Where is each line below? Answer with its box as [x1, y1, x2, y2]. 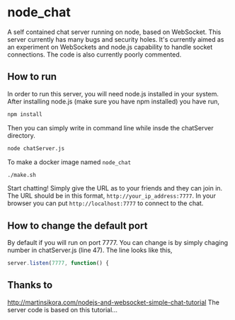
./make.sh [7, 171, 37, 178]
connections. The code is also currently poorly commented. [7, 50, 182, 59]
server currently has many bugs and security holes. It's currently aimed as [7, 35, 224, 43]
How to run [7, 71, 57, 83]
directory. [7, 131, 35, 139]
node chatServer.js [7, 144, 65, 152]
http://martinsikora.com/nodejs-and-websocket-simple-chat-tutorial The [7, 298, 219, 307]
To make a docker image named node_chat [7, 157, 132, 166]
